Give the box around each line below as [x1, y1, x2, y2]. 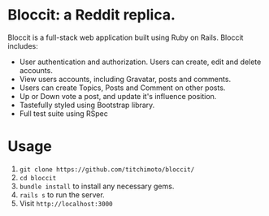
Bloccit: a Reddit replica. [7, 6, 176, 24]
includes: [7, 41, 38, 50]
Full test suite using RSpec [19, 108, 109, 119]
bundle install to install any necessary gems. [19, 181, 175, 191]
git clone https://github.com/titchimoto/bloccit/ [19, 165, 195, 174]
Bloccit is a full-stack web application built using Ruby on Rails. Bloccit [7, 32, 244, 42]
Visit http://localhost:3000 [19, 198, 113, 208]
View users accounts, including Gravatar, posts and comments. [19, 74, 232, 84]
